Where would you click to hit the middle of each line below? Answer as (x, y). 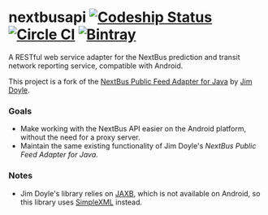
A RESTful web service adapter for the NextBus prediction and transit (124, 57)
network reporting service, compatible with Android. (96, 66)
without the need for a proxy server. (80, 137)
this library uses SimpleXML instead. (81, 202)
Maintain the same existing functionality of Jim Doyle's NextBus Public (138, 146)
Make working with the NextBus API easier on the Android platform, (133, 129)
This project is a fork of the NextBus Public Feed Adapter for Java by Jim (130, 81)
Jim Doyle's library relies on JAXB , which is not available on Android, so (140, 193)
